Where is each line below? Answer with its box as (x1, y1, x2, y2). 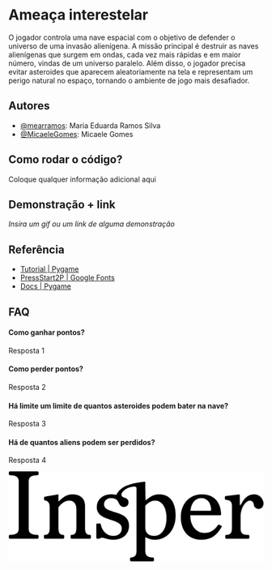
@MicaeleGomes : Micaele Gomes (19, 129, 134, 139)
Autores (8, 99, 50, 113)
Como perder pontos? (8, 364, 83, 374)
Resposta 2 (8, 382, 46, 392)
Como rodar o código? (8, 152, 123, 167)
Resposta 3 (8, 419, 46, 429)
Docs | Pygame (19, 281, 71, 291)
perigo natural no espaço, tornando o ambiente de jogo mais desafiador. (8, 75, 250, 85)
